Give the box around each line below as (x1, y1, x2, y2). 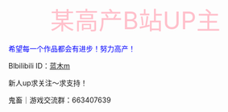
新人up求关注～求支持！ (8, 78, 88, 88)
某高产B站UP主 (50, 5, 221, 35)
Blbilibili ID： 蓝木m (8, 61, 71, 70)
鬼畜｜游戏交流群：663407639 (8, 95, 111, 105)
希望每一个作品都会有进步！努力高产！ (8, 44, 135, 53)
